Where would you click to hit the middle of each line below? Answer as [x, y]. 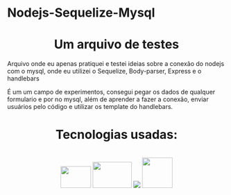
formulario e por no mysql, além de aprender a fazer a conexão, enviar [108, 99]
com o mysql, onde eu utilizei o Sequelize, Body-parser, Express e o [104, 71]
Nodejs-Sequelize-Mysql [81, 13]
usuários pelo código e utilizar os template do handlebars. [90, 107]
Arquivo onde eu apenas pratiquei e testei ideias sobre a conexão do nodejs [116, 64]
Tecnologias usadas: [117, 135]
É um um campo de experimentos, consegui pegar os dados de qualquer [111, 92]
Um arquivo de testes [117, 45]
